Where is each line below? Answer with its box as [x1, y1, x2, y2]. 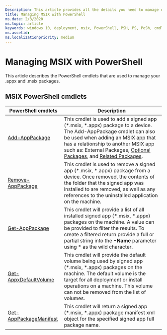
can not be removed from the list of [64, 288, 146, 295]
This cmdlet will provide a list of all [64, 206, 144, 213]
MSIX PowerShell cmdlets [5, 92, 87, 101]
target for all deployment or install [64, 276, 143, 283]
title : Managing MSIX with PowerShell [5, 12, 85, 17]
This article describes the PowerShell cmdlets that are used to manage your [5, 72, 161, 78]
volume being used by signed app [64, 258, 143, 265]
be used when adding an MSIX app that [64, 134, 156, 141]
